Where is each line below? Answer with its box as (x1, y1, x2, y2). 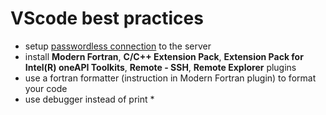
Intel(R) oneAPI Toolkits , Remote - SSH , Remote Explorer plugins (24, 61, 297, 73)
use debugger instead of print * (24, 93, 155, 105)
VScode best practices (10, 7, 204, 30)
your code (24, 82, 68, 94)
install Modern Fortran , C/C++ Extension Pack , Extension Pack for (24, 50, 304, 62)
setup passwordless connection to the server (24, 40, 212, 52)
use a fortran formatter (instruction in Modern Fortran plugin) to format (24, 72, 317, 84)
